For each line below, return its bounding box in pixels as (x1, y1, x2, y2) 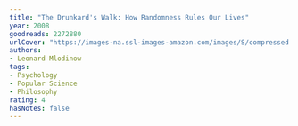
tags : (9, 63, 29, 72)
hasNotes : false (9, 104, 70, 113)
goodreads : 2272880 (9, 29, 82, 38)
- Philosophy (9, 87, 58, 96)
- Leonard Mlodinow (9, 54, 82, 63)
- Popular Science (9, 79, 78, 88)
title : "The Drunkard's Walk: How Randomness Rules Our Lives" (9, 12, 250, 22)
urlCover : (9, 37, 46, 47)
